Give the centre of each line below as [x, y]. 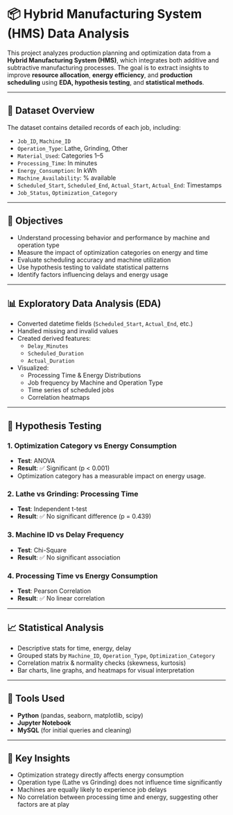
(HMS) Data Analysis [68, 34]
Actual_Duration [51, 361]
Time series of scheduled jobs [71, 390]
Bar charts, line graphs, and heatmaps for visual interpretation [106, 670]
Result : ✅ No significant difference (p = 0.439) [84, 516]
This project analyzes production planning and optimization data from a [109, 53]
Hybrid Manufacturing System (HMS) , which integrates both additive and [113, 60]
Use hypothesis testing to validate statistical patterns [93, 267]
